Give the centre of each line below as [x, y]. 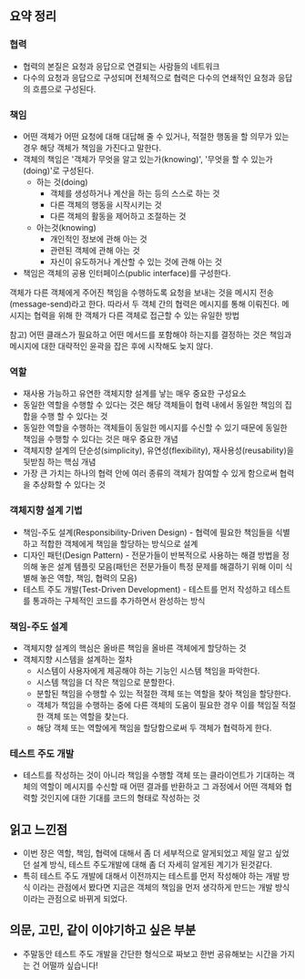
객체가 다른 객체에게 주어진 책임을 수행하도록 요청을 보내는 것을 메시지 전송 [142, 292]
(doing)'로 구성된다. [58, 170]
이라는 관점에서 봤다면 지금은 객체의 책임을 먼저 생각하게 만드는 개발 [152, 887]
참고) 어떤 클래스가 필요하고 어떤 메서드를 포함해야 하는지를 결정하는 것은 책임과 [151, 335]
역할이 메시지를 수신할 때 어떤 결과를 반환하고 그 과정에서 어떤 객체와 [161, 787]
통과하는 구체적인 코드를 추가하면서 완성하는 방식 [119, 601]
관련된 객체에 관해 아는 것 [95, 250]
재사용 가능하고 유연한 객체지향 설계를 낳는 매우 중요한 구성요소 [134, 394]
